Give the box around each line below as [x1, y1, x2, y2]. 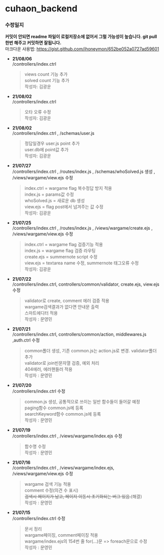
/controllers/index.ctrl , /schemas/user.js [12, 130, 95, 136]
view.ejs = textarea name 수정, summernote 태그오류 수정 [24, 260, 139, 266]
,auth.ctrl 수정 [12, 337, 40, 343]
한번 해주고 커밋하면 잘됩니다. [5, 40, 62, 46]
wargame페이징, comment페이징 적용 [24, 532, 98, 538]
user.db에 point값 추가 [24, 147, 69, 153]
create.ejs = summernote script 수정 [24, 254, 98, 260]
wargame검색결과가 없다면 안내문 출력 [24, 304, 99, 310]
